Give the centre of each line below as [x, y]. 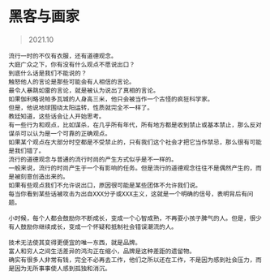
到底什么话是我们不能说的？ [48, 73]
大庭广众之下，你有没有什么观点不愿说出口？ [72, 65]
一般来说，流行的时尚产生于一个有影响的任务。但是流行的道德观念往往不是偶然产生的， [132, 168]
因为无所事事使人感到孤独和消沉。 [63, 269]
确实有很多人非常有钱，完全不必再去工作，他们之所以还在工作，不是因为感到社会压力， [132, 260]
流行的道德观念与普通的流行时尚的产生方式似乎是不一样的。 [93, 159]
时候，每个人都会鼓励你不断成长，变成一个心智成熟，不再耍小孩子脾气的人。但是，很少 [138, 218]
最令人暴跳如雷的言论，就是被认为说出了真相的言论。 [84, 90]
